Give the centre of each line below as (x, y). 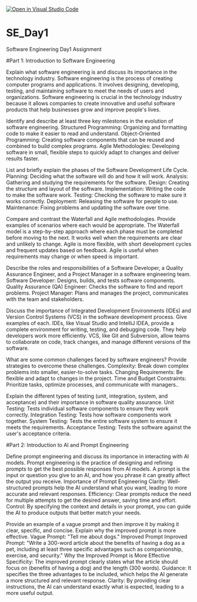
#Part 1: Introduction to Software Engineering (61, 60)
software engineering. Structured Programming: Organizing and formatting (96, 127)
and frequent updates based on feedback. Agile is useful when (82, 250)
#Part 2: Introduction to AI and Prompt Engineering (68, 445)
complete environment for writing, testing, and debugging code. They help (96, 329)
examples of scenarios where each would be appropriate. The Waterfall (93, 225)
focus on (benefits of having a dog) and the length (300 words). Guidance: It (99, 568)
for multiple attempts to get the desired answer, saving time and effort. (91, 500)
